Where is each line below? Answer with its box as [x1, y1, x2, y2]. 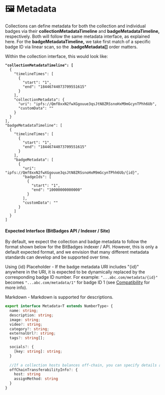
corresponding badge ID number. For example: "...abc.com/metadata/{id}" [5, 274, 158, 280]
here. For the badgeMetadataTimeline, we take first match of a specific [5, 38, 151, 44]
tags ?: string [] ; [9, 336, 45, 341]
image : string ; [9, 317, 41, 322]
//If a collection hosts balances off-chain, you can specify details [9, 363, 157, 368]
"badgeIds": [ [23, 174, 52, 179]
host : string [14, 372, 41, 377]
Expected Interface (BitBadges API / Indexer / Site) [5, 228, 110, 234]
